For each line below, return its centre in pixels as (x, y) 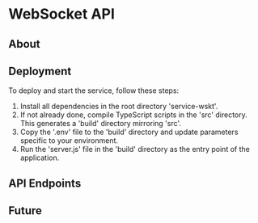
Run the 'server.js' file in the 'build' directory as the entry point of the (135, 149)
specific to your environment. (69, 141)
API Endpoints (45, 183)
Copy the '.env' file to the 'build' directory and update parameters (129, 132)
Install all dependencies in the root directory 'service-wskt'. (119, 107)
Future (25, 211)
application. (40, 158)
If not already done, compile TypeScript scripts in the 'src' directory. (134, 115)
